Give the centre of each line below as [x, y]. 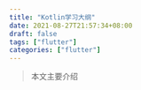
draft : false [33, 34]
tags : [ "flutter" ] [43, 42]
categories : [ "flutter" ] [55, 50]
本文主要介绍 [54, 77]
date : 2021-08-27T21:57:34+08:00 [71, 26]
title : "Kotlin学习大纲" [52, 17]
